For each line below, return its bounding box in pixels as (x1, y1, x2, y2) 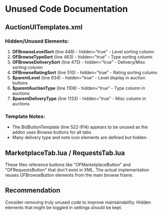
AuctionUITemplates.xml (5, 23, 83, 31)
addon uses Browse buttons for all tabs (12, 129, 92, 135)
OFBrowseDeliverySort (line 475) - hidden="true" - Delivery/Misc (12, 59, 146, 65)
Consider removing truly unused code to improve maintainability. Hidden (5, 199, 151, 205)
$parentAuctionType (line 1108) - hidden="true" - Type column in (12, 85, 145, 91)
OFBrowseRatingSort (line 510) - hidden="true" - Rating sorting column (12, 70, 158, 75)
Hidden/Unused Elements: (5, 38, 69, 45)
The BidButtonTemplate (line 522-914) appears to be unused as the (12, 124, 148, 130)
